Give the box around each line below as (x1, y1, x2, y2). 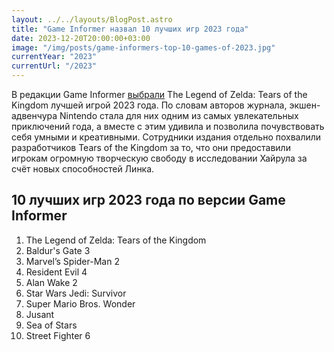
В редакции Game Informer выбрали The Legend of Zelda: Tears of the (11, 89, 308, 100)
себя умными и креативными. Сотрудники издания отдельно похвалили (11, 131, 322, 143)
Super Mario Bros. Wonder (25, 297, 136, 310)
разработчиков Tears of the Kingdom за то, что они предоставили (11, 142, 291, 153)
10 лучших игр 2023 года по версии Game (11, 192, 286, 209)
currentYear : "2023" (11, 52, 98, 62)
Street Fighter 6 (25, 329, 91, 341)
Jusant (25, 308, 55, 320)
